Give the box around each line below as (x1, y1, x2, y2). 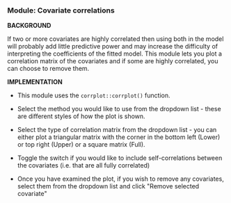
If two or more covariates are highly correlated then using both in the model (7, 35, 224, 43)
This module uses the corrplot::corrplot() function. (17, 91, 170, 99)
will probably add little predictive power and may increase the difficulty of (7, 42, 218, 51)
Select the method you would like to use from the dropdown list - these (17, 105, 221, 113)
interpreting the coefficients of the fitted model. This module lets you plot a (7, 49, 223, 58)
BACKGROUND (7, 22, 51, 30)
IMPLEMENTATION (7, 78, 63, 86)
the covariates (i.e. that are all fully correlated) (17, 161, 150, 170)
